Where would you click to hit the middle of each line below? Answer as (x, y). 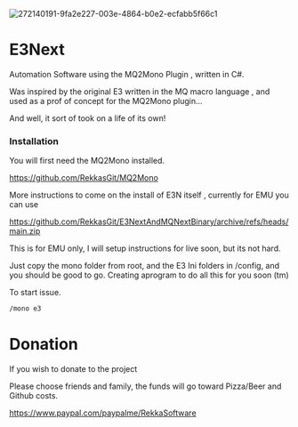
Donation (44, 345)
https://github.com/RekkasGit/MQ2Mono (84, 178)
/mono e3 (25, 309)
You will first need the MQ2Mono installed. (87, 161)
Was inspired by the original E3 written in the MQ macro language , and (140, 91)
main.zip (25, 231)
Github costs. (34, 396)
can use (24, 205)
